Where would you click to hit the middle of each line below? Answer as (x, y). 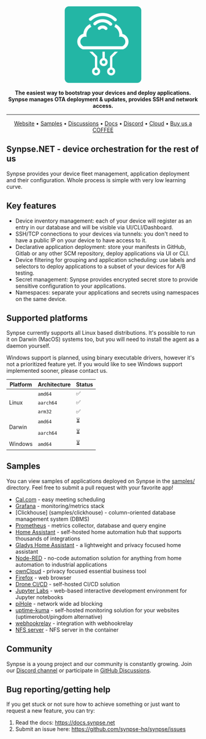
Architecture (54, 384)
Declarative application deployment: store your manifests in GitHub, (101, 247)
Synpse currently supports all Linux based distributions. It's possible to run (101, 333)
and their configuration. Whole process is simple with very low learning (96, 180)
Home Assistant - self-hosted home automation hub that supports (98, 532)
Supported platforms (47, 318)
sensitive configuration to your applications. (71, 286)
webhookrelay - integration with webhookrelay (74, 623)
